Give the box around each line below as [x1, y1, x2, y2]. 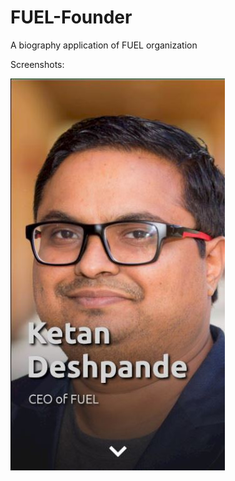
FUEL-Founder [10, 6, 133, 29]
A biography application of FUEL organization [10, 39, 198, 51]
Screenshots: [10, 58, 65, 70]
